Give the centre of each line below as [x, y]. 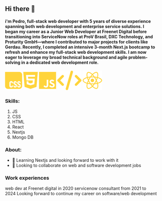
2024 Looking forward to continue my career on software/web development [81, 194]
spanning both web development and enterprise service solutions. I [75, 26]
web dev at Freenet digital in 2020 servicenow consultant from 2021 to [76, 188]
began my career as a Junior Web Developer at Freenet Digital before [76, 31]
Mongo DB [23, 137]
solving [13, 62]
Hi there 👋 [20, 9]
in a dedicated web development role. [60, 62]
